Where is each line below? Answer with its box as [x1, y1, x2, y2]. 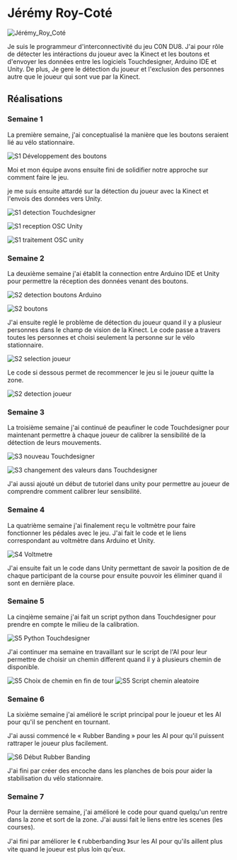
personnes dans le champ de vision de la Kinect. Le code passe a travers [7, 325, 221, 334]
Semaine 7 [7, 792, 45, 802]
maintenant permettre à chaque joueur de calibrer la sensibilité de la [7, 431, 207, 439]
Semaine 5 [7, 596, 45, 606]
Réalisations [7, 93, 63, 105]
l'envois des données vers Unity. [7, 194, 103, 203]
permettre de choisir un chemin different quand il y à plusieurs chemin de [7, 655, 221, 663]
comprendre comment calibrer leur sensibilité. [7, 487, 142, 496]
